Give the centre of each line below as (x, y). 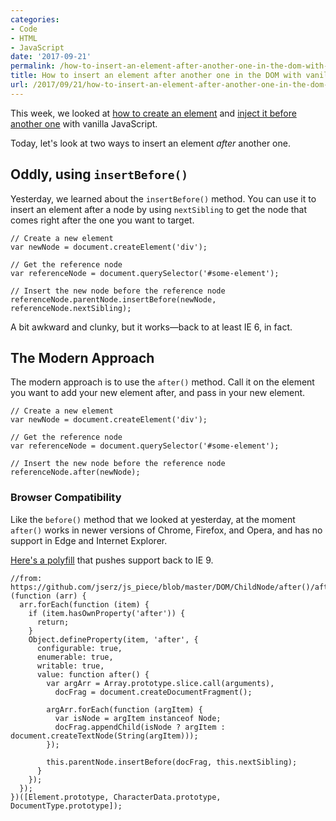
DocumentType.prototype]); (66, 806)
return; (53, 622)
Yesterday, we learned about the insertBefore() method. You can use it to (163, 198)
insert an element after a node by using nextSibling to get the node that (159, 209)
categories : (35, 19)
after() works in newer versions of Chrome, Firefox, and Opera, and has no (166, 530)
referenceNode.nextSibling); (71, 308)
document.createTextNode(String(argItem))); (104, 736)
